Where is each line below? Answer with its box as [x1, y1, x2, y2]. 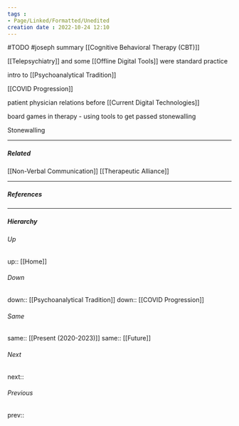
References [7, 189, 43, 198]
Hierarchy [7, 217, 38, 225]
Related [7, 149, 31, 157]
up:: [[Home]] [7, 257, 48, 266]
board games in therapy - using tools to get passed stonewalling [7, 112, 196, 121]
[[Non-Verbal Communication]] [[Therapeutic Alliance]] [7, 167, 169, 175]
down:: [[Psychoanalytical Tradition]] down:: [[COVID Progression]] [7, 296, 205, 304]
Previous [7, 389, 33, 398]
